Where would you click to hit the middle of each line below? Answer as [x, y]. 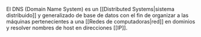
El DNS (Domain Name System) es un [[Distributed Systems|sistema [91, 9]
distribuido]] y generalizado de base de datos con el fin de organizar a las [97, 15]
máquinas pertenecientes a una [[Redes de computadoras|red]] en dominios [101, 21]
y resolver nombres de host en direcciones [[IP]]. [67, 28]
